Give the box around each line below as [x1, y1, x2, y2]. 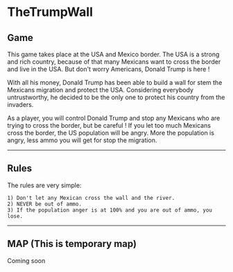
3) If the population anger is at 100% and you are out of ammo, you [7, 206, 213, 214]
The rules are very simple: [7, 181, 82, 189]
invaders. [7, 101, 34, 108]
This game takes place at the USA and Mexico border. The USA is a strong [7, 50, 220, 58]
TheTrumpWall [7, 4, 94, 20]
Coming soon [7, 256, 46, 264]
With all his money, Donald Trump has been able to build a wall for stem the [7, 78, 223, 87]
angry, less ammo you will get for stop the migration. [7, 136, 157, 144]
